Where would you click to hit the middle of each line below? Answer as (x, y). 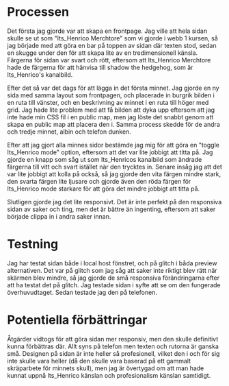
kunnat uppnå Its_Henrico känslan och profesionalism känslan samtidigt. (109, 375)
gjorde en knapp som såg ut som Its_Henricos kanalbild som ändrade (105, 159)
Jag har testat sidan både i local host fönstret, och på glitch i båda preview (112, 263)
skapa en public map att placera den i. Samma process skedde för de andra (114, 124)
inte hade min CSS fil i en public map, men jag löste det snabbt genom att (110, 117)
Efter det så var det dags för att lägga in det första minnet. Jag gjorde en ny (113, 88)
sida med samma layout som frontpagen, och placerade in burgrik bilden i (111, 95)
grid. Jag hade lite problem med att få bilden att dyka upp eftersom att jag (111, 110)
